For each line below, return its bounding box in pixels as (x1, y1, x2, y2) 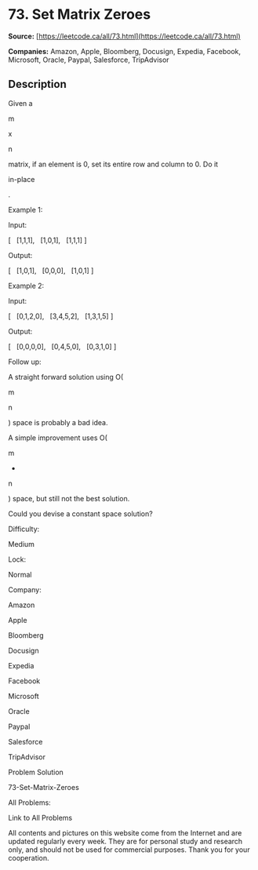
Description (8, 78, 67, 91)
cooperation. (8, 853, 49, 862)
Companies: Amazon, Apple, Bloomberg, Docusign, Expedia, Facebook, (8, 46, 242, 56)
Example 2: (8, 281, 45, 290)
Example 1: (8, 205, 43, 214)
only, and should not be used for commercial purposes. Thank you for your (8, 845, 250, 854)
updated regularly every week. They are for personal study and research (8, 836, 243, 846)
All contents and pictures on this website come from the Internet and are (8, 828, 242, 837)
